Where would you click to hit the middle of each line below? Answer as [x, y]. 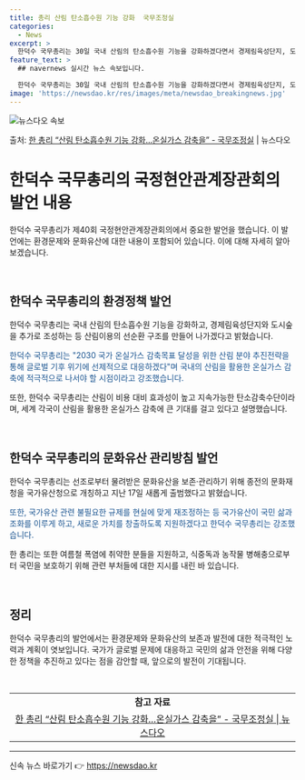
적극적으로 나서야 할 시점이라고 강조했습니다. [105, 378]
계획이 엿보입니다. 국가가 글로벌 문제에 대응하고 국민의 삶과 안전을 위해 [151, 650]
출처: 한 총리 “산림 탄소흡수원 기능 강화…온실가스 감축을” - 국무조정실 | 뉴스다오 [150, 140]
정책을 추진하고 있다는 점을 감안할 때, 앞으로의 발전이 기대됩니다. [133, 661]
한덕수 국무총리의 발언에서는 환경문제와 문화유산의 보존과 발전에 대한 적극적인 [147, 638]
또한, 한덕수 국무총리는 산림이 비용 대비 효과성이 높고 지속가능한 [122, 397]
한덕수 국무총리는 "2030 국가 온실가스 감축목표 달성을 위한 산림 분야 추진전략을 [149, 355]
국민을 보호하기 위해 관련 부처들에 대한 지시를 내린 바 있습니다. [129, 565]
